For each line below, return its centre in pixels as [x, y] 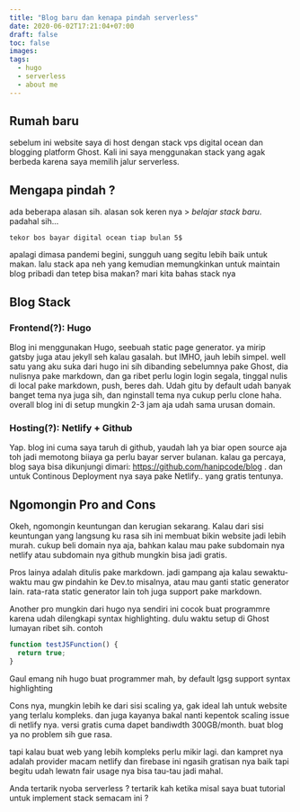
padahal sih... [34, 221]
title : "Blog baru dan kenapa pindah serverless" [104, 18]
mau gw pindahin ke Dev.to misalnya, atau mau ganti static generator [161, 582]
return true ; [42, 653]
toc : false [30, 43]
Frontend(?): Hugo [50, 328]
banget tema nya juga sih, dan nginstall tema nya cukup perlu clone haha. [146, 395]
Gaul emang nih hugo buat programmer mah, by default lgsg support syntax [150, 678]
